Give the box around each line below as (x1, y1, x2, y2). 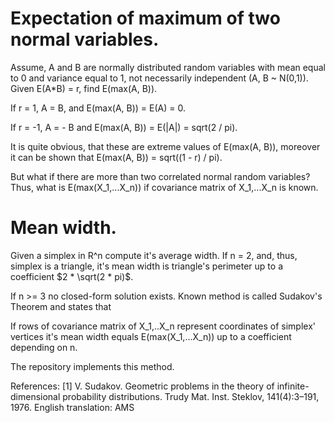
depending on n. (10, 341, 78, 353)
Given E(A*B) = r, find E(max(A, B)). (10, 82, 158, 94)
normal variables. (10, 28, 160, 51)
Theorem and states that (10, 300, 112, 312)
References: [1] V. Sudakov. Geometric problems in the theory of (10, 380, 275, 392)
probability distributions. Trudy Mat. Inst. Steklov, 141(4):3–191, (62, 390, 320, 402)
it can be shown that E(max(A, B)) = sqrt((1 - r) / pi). (10, 151, 223, 163)
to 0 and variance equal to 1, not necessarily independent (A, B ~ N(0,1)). (10, 72, 309, 84)
